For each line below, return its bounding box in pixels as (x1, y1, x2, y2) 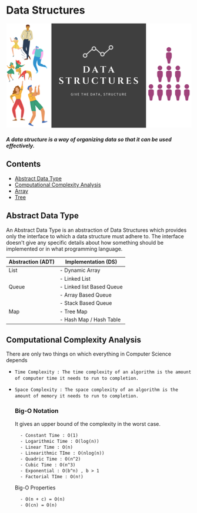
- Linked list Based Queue (59, 283, 123, 290)
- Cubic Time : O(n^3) (20, 462, 76, 468)
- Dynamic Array (59, 267, 101, 274)
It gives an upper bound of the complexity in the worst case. (14, 420, 161, 427)
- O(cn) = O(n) (20, 502, 58, 508)
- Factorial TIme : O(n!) (20, 473, 84, 479)
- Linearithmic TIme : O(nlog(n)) (20, 450, 105, 456)
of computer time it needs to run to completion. (14, 376, 139, 382)
